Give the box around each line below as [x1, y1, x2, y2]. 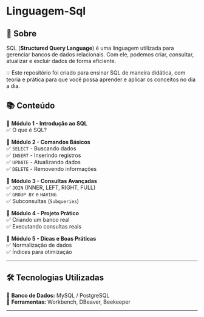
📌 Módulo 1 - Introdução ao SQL [6, 119, 87, 127]
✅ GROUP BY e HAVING [6, 190, 57, 198]
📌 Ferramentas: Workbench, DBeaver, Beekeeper [6, 298, 131, 305]
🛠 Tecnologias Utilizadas [6, 273, 104, 283]
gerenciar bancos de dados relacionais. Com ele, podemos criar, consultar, [6, 51, 194, 58]
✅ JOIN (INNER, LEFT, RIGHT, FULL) [6, 184, 96, 191]
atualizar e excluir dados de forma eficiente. [6, 58, 117, 64]
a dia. [6, 82, 20, 89]
